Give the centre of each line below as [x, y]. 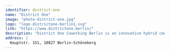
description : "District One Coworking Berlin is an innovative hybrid [81, 33]
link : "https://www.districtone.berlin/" [50, 29]
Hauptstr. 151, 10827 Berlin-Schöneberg [53, 43]
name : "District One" [28, 15]
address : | [17, 38]
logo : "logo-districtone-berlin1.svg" [46, 24]
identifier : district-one [32, 10]
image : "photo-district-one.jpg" [40, 19]
